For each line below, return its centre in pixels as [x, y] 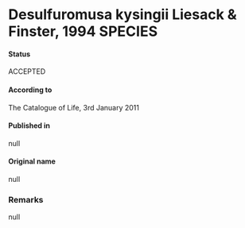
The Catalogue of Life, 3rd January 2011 [74, 107]
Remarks [26, 199]
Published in [29, 126]
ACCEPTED [27, 71]
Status [19, 54]
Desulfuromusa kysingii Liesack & [122, 15]
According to [30, 90]
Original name [32, 161]
